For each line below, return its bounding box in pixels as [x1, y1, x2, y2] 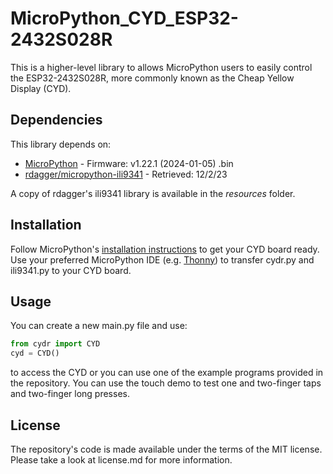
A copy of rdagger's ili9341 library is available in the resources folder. [10, 187, 296, 199]
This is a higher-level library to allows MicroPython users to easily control [10, 61, 313, 73]
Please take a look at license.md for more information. [10, 453, 233, 466]
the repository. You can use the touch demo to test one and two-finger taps [10, 377, 322, 389]
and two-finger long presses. [10, 388, 130, 400]
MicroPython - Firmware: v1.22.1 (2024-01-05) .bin [24, 157, 234, 169]
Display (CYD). [10, 82, 72, 94]
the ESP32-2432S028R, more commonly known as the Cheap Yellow [10, 72, 295, 84]
